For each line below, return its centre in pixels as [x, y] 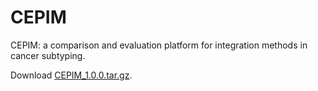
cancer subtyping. [48, 55]
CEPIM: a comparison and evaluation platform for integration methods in [159, 45]
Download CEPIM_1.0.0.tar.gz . [71, 75]
